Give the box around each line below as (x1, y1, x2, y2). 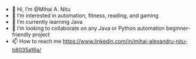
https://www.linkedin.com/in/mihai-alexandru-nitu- (62, 38, 188, 45)
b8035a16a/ (11, 46, 42, 53)
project (32, 31, 50, 38)
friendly (11, 31, 32, 38)
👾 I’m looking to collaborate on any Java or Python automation (11, 24, 166, 32)
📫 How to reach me (11, 38, 62, 45)
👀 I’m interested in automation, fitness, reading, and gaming (11, 12, 159, 19)
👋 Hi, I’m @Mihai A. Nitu (11, 6, 71, 13)
